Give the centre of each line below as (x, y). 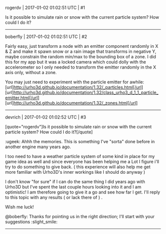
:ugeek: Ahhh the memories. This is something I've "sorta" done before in (80, 141)
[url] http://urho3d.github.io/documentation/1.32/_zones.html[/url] (71, 103)
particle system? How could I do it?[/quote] (49, 132)
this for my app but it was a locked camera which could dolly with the (76, 62)
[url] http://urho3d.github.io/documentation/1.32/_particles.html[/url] (74, 87)
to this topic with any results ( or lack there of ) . (54, 197)
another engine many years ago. (38, 147)
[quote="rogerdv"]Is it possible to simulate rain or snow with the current (78, 127)
